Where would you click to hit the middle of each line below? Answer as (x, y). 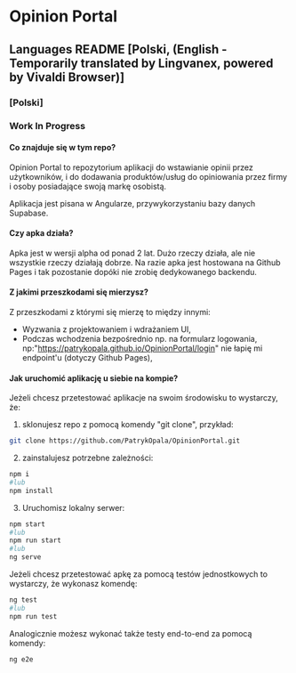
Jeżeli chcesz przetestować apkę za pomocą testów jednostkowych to (139, 574)
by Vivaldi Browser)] (67, 77)
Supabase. (29, 213)
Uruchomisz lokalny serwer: (73, 507)
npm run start (36, 540)
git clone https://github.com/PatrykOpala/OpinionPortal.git (125, 441)
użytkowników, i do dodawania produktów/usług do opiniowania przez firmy (148, 176)
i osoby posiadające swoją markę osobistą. (88, 186)
